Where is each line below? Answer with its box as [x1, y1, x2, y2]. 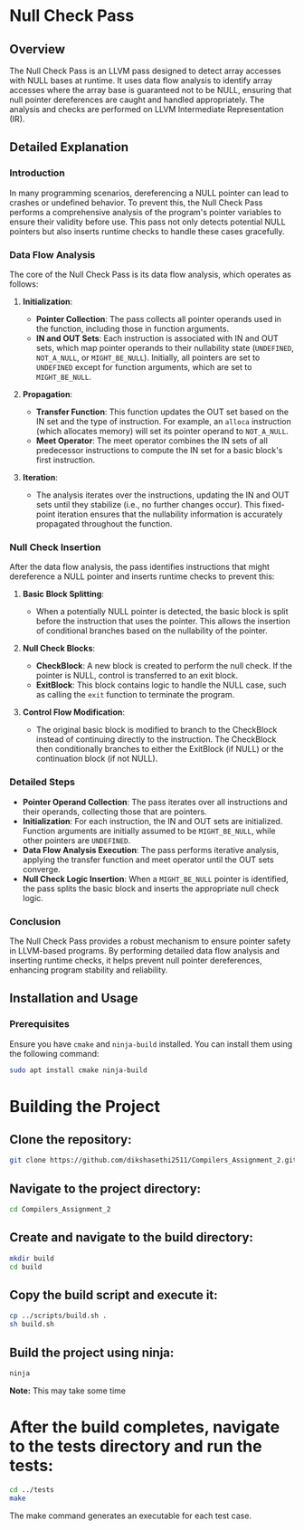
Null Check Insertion [9, 540, 101, 553]
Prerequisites [9, 1018, 70, 1031]
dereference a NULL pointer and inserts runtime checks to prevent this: [9, 571, 275, 582]
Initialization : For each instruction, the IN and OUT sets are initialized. [22, 815, 283, 826]
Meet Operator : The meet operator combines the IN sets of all [35, 435, 269, 446]
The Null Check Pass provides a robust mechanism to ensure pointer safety [9, 936, 291, 946]
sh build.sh [9, 1320, 54, 1329]
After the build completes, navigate [9, 1417, 280, 1437]
